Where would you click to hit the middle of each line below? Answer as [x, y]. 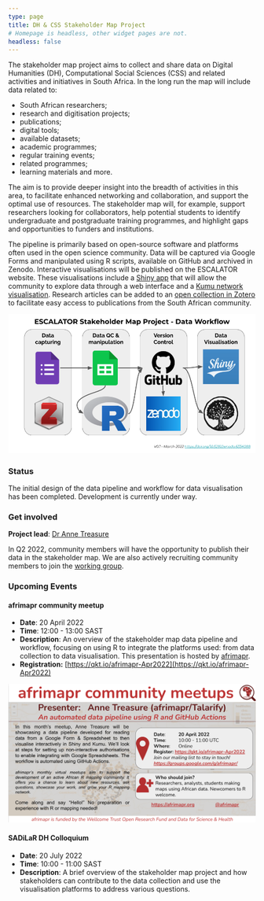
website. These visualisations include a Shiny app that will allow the [117, 278]
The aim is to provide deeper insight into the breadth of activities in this [123, 187]
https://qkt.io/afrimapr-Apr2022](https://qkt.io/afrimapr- [158, 664]
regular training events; [57, 155]
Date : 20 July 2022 [51, 855]
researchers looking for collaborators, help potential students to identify [125, 212]
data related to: [33, 90]
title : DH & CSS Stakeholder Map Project [77, 25]
